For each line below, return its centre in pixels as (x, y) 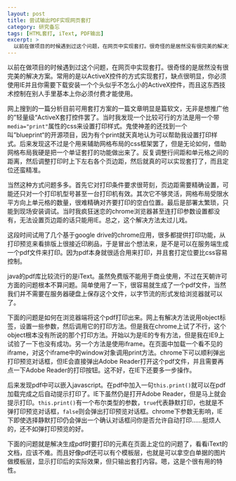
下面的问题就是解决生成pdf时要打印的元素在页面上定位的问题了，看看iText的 (118, 444)
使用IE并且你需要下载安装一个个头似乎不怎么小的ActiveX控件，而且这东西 (113, 85)
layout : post (26, 14)
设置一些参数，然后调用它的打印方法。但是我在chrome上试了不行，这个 (123, 326)
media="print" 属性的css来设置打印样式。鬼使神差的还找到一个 (97, 126)
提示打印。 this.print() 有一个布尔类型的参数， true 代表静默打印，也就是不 (116, 402)
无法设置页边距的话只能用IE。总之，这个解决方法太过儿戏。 (105, 220)
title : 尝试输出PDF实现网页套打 (49, 20)
